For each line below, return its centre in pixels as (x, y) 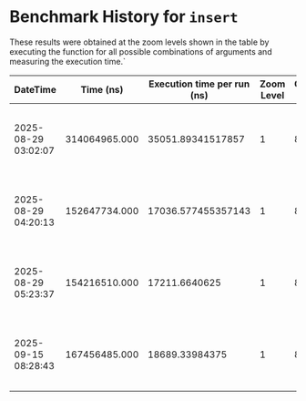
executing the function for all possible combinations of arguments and (141, 51)
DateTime (35, 89)
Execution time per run (199, 84)
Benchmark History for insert (124, 17)
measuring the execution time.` (67, 61)
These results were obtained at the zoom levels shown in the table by (139, 42)
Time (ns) (102, 89)
